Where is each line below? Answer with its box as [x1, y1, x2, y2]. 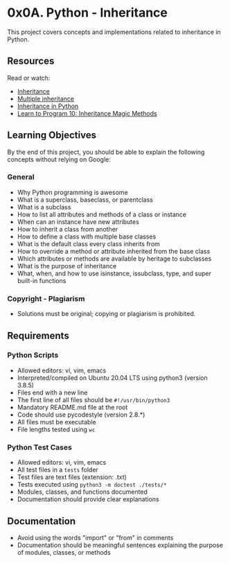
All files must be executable [17, 417, 96, 426]
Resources [7, 55, 55, 67]
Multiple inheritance [17, 94, 75, 103]
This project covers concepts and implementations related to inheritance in [7, 28, 222, 36]
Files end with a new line [17, 388, 88, 397]
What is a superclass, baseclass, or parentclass [17, 196, 154, 204]
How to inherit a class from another [17, 225, 118, 233]
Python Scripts [7, 350, 59, 360]
